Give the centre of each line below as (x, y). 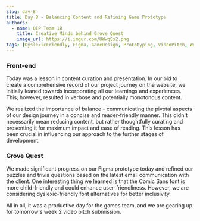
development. (23, 141)
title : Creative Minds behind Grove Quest (70, 34)
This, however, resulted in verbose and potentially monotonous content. (94, 97)
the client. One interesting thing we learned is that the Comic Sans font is (96, 181)
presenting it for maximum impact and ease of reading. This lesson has (93, 128)
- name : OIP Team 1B (37, 28)
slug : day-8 (21, 12)
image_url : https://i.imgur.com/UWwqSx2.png (73, 39)
